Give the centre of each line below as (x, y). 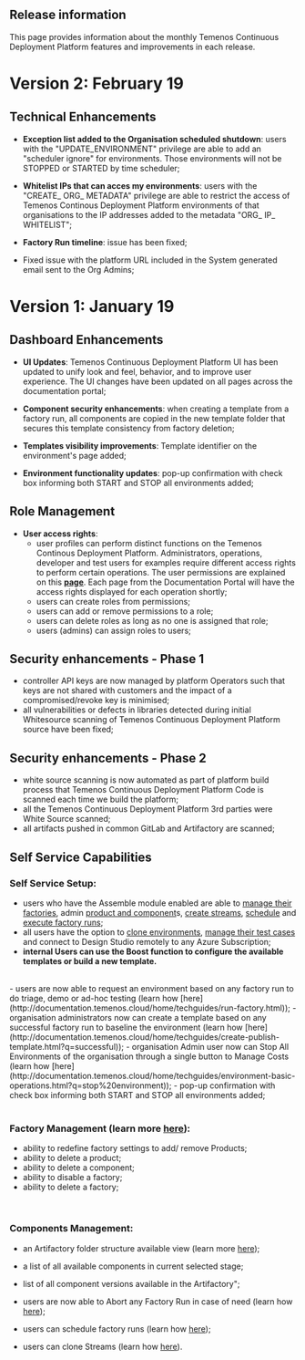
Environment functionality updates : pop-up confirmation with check (152, 472)
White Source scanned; (66, 819)
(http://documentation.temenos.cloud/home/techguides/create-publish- (145, 1037)
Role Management (62, 511)
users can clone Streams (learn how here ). (102, 1346)
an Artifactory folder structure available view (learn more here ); (141, 1248)
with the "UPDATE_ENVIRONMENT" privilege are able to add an (142, 149)
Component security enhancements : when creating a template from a (156, 409)
